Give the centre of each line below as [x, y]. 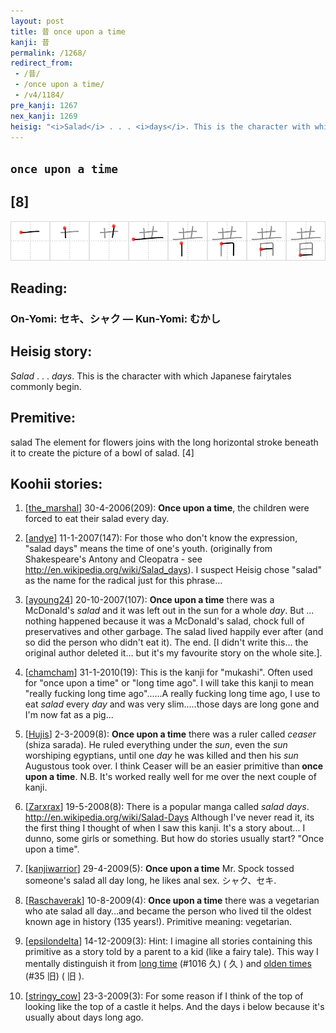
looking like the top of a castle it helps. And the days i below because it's [174, 1007]
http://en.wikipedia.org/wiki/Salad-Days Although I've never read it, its [169, 817]
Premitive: [43, 418]
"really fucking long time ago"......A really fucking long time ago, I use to [172, 694]
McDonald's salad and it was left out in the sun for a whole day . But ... [169, 611]
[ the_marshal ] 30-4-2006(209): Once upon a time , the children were [167, 508]
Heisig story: [51, 351]
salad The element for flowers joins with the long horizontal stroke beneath [164, 442]
